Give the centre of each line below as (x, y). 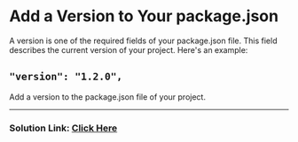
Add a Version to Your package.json (144, 16)
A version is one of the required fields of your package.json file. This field (143, 41)
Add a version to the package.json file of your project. (108, 97)
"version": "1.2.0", (66, 77)
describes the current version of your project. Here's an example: (129, 49)
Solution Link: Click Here (63, 128)
